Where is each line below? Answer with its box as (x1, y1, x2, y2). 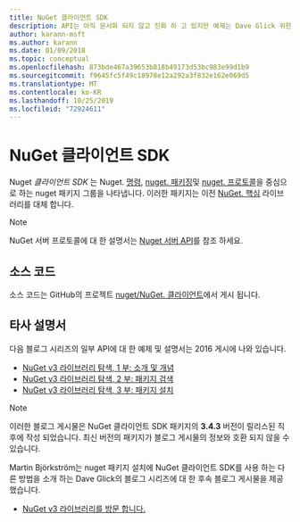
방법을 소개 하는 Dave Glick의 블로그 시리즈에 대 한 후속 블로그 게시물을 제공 (18, 473, 284, 484)
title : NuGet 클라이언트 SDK (9, 12, 109, 22)
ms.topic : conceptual (9, 54, 90, 63)
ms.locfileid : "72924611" (9, 104, 105, 113)
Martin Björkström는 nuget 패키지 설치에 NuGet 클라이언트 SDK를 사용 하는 (9, 461, 276, 473)
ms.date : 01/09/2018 (9, 46, 87, 55)
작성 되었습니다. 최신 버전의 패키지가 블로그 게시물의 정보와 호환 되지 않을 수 (25, 432, 290, 443)
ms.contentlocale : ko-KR (9, 87, 102, 96)
